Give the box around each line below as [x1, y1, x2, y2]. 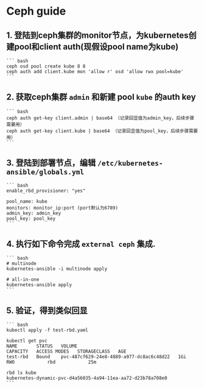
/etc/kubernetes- [97, 159, 163, 168]
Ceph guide [6, 4, 66, 18]
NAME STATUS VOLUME [6, 343, 78, 350]
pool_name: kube [6, 198, 47, 205]
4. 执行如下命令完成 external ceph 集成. [6, 239, 156, 249]
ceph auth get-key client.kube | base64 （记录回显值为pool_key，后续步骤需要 [6, 128, 198, 134]
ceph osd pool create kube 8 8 [6, 63, 86, 69]
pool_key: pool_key [6, 215, 56, 222]
